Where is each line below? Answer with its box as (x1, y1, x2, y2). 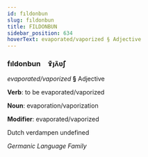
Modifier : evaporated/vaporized (7, 115, 99, 124)
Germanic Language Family (7, 142, 87, 150)
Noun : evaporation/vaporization (7, 101, 99, 110)
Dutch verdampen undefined (7, 129, 90, 137)
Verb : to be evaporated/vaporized (7, 88, 105, 97)
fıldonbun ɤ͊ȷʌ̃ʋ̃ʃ (7, 59, 66, 69)
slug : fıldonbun (7, 17, 54, 24)
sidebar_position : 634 (7, 29, 73, 37)
